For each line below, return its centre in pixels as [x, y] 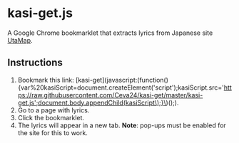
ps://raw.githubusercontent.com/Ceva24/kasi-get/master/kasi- [110, 95]
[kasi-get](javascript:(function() [122, 80]
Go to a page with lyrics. [54, 110]
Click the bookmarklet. [51, 117]
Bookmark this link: [46, 80]
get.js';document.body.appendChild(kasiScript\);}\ [92, 102]
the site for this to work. [52, 132]
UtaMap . [20, 40]
